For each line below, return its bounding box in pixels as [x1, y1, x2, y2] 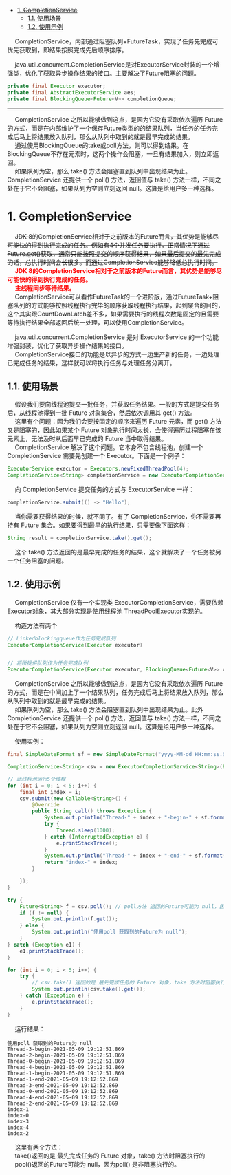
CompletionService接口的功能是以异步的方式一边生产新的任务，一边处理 [14, 350, 220, 358]
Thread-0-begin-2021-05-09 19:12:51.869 [7, 1057, 125, 1065]
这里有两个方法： [14, 1143, 63, 1151]
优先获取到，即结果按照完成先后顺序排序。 [7, 46, 128, 54]
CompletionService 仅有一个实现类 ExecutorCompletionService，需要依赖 [14, 598, 224, 606]
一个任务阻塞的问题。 [7, 557, 67, 565]
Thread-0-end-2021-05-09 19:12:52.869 [7, 1088, 118, 1095]
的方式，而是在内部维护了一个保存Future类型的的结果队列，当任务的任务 [7, 124, 212, 132]
